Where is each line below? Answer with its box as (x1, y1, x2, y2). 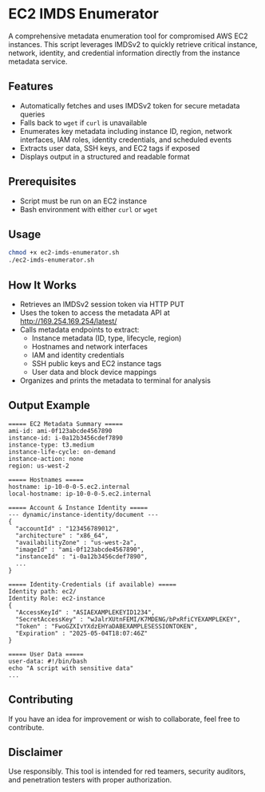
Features (8, 80, 53, 93)
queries (19, 109, 45, 119)
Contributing (8, 693, 73, 707)
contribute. (8, 723, 45, 732)
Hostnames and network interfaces (31, 341, 148, 351)
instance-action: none (8, 455, 84, 463)
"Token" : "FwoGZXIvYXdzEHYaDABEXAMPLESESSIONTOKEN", (15, 622, 198, 630)
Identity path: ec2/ (8, 587, 77, 595)
